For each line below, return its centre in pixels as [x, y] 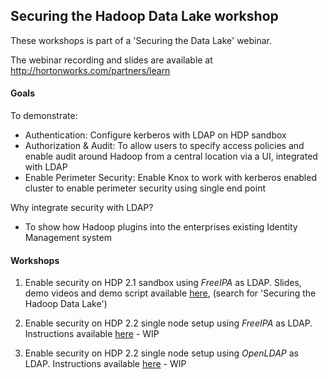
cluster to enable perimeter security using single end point [145, 188]
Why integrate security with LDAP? [82, 208]
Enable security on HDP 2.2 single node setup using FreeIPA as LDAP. [168, 323]
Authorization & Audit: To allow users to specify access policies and [164, 146]
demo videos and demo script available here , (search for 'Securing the [170, 293]
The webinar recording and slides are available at [111, 60]
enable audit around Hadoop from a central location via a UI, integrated [171, 156]
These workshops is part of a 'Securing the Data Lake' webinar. [141, 40]
